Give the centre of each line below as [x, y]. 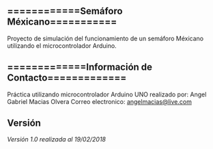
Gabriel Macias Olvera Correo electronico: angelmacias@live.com [100, 101]
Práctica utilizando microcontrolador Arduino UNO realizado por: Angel [107, 94]
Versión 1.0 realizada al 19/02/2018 [56, 139]
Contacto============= [67, 78]
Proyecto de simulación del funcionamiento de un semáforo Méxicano [105, 38]
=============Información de [80, 67]
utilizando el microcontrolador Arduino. [62, 45]
